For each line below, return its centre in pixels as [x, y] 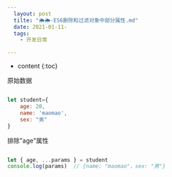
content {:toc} [38, 66]
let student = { [28, 100]
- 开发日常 [34, 40]
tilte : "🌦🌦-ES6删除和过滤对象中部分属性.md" [76, 20]
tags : [22, 33]
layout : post [33, 14]
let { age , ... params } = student [58, 160]
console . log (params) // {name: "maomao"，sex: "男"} [87, 166]
